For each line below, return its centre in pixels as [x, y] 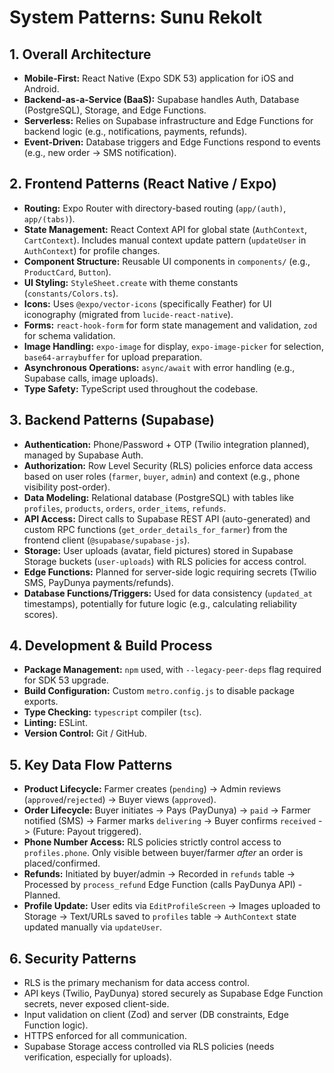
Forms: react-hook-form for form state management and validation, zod [170, 325]
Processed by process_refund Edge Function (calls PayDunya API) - [163, 885]
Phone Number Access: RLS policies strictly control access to [152, 842]
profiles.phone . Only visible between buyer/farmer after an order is [163, 853]
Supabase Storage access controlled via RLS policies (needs [149, 1047]
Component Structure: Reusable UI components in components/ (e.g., [167, 261]
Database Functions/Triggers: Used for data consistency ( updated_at [168, 593]
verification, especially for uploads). [97, 1057]
